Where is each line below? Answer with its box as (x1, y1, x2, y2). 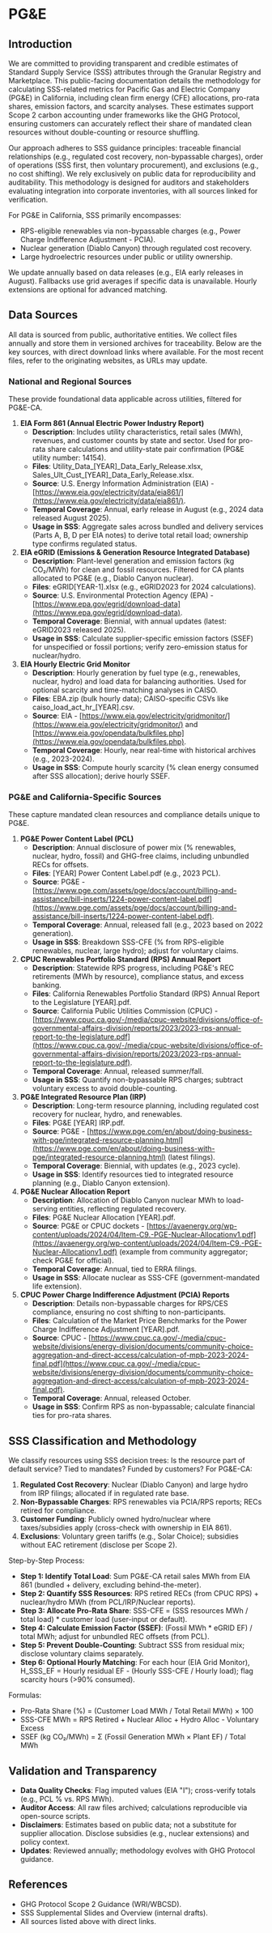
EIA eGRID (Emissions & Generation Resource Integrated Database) (19, 547, 251, 557)
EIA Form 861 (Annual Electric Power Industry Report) (19, 419, 205, 428)
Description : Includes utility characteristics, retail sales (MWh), (32, 427, 244, 437)
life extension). (32, 1281, 83, 1292)
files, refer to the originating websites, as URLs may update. (8, 356, 208, 365)
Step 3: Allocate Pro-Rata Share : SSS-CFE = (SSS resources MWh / (19, 1606, 249, 1616)
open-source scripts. (19, 1812, 91, 1821)
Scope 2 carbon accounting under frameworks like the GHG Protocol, (8, 110, 240, 120)
